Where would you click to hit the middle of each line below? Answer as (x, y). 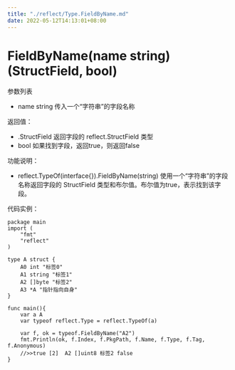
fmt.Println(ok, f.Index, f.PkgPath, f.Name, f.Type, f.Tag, (113, 340)
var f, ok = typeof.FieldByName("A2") (78, 334)
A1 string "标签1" (46, 275)
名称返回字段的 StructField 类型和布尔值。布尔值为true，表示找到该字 (119, 185)
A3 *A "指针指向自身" (49, 290)
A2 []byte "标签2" (46, 282)
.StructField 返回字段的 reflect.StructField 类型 (85, 137)
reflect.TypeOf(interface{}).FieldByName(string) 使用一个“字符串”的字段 (123, 176)
